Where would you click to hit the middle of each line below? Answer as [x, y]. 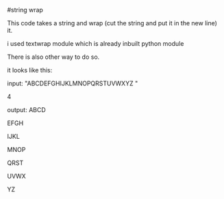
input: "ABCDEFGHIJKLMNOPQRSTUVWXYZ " [73, 83]
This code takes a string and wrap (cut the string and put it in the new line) [112, 23]
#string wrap [25, 10]
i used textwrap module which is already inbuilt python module [96, 43]
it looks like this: [30, 70]
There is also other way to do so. [53, 57]
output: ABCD [26, 110]
